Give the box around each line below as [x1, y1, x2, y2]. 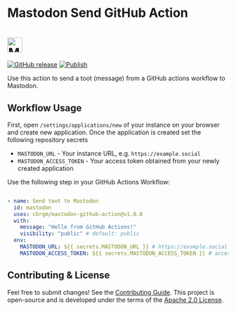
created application [17, 164, 74, 172]
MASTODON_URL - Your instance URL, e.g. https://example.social [17, 149, 201, 158]
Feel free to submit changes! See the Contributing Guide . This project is [7, 288, 215, 296]
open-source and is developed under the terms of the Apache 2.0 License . [7, 296, 224, 304]
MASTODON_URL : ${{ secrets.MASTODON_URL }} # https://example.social [20, 243, 228, 250]
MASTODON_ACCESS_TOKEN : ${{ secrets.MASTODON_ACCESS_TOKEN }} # [20, 250, 212, 257]
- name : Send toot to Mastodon [7, 197, 99, 205]
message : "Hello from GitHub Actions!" [20, 224, 137, 231]
